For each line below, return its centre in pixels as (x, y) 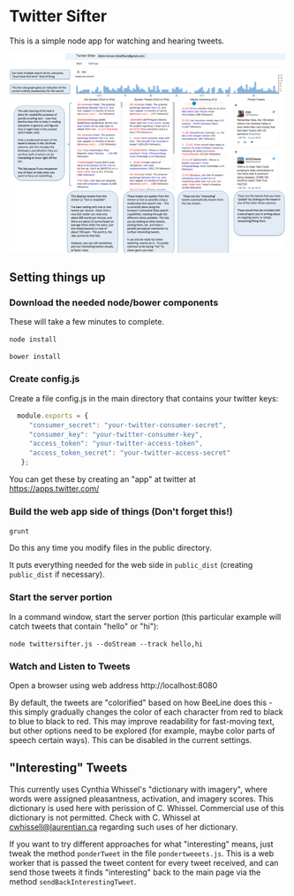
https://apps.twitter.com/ (54, 489)
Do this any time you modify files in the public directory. (110, 548)
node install (33, 340)
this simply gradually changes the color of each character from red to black (147, 712)
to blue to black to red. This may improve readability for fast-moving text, (142, 721)
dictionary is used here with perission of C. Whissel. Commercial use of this (147, 808)
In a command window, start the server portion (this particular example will (145, 616)
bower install (35, 357)
